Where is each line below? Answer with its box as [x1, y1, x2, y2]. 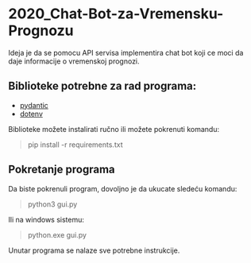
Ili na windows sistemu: [8, 215, 85, 224]
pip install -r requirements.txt [27, 140, 123, 149]
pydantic [19, 100, 49, 110]
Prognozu [8, 21, 74, 40]
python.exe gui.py [27, 230, 87, 239]
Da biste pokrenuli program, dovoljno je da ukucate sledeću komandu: [8, 184, 237, 193]
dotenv [19, 109, 44, 118]
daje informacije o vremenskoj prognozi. [8, 56, 141, 66]
